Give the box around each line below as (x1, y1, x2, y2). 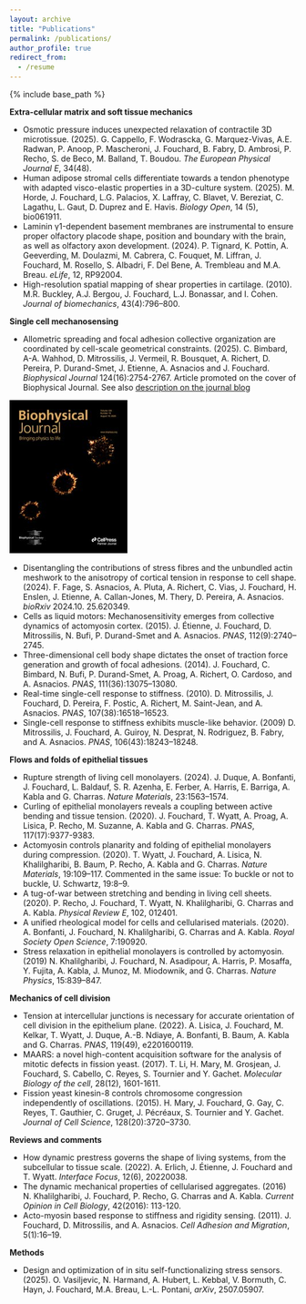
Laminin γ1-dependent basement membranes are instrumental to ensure (22, 221, 294, 231)
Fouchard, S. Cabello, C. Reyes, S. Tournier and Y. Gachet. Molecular (22, 1068, 282, 1079)
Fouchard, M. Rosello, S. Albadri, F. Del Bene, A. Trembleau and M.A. (22, 260, 281, 270)
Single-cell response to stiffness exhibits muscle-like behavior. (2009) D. (22, 718, 296, 728)
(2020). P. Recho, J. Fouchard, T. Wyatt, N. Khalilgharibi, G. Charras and (22, 898, 294, 908)
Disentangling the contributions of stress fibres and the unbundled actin (22, 563, 293, 573)
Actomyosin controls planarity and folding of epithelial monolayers (22, 840, 271, 851)
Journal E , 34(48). (22, 163, 93, 173)
